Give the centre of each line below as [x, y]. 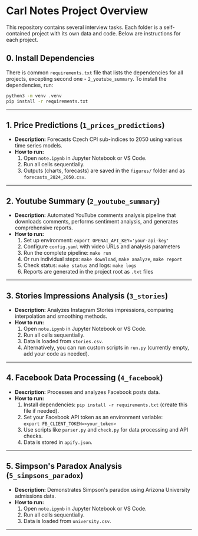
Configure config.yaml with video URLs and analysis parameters [102, 246]
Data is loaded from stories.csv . [63, 341]
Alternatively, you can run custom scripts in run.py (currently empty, [106, 347]
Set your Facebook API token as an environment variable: [93, 417]
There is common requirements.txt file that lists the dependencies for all [95, 73]
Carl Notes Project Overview [77, 11]
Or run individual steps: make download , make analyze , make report [103, 259]
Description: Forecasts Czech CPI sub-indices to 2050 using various [98, 139]
